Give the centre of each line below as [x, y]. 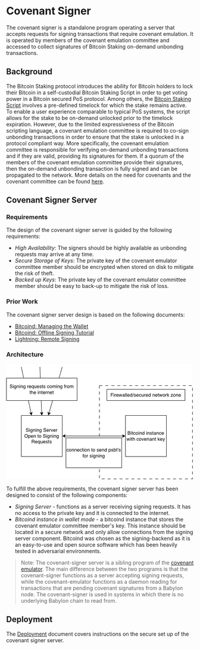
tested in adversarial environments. [58, 551]
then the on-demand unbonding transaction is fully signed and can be [92, 168]
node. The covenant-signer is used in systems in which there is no [102, 594]
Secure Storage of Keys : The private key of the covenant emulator [96, 260]
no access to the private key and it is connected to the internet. [92, 513]
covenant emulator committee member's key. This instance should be [100, 526]
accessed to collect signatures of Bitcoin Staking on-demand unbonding [95, 47]
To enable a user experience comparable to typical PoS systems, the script [98, 111]
